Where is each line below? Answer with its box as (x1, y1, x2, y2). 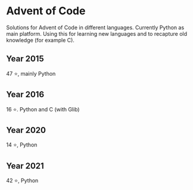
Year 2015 (6, 54, 44, 64)
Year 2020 (6, 125, 46, 135)
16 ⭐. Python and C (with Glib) (6, 105, 80, 113)
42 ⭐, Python (6, 177, 39, 184)
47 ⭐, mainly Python (6, 70, 56, 77)
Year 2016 (6, 89, 45, 99)
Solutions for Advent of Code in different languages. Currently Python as (6, 24, 185, 31)
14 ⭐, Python (6, 141, 38, 148)
